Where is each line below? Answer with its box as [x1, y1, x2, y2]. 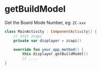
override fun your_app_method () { [13, 47, 84, 52]
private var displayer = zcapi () [13, 38, 82, 43]
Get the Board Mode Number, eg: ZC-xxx [4, 20, 86, 25]
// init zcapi [13, 33, 42, 39]
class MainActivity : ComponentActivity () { [4, 29, 97, 34]
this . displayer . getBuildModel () [22, 51, 89, 57]
